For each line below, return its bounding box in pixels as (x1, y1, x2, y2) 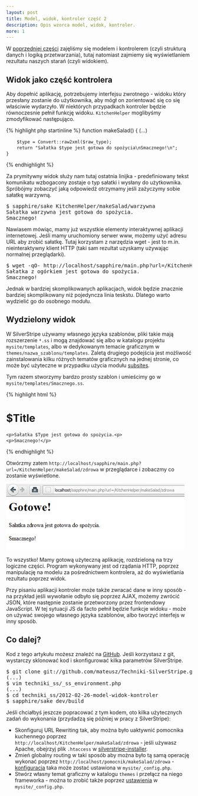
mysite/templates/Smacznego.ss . (6, 379, 84, 386)
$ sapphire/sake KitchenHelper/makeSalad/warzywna (6, 203, 156, 209)
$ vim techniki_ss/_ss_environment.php (6, 680, 121, 687)
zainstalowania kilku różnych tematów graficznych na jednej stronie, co (6, 355, 179, 362)
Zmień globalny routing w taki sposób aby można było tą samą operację (14, 751, 190, 758)
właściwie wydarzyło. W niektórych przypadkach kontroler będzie (6, 103, 166, 110)
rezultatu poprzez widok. (6, 575, 67, 582)
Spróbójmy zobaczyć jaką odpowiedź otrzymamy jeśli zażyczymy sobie (6, 185, 181, 192)
